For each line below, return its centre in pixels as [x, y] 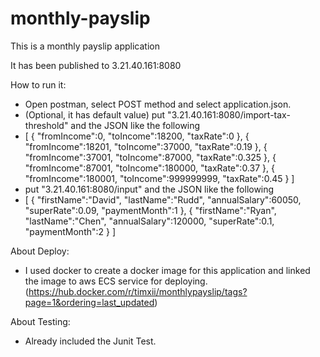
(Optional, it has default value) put [95, 114]
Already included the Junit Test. [90, 341]
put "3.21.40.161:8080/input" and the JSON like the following [149, 189]
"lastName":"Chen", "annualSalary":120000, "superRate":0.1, [149, 221]
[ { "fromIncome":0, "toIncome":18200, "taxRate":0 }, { [137, 136]
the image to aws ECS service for [93, 281]
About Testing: [40, 321]
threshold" [46, 125]
